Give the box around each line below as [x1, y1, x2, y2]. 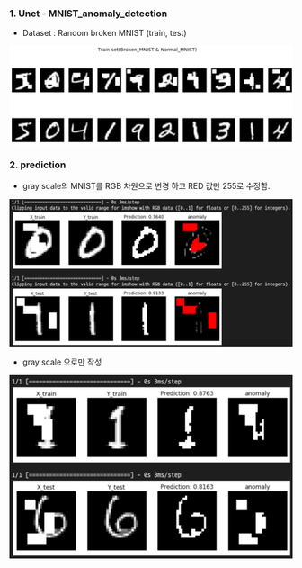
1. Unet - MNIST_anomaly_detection [9, 7, 168, 20]
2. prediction [9, 158, 67, 171]
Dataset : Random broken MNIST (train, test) [22, 28, 187, 39]
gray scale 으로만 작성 [22, 356, 102, 367]
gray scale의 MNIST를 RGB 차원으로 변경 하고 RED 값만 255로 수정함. [22, 180, 271, 191]
